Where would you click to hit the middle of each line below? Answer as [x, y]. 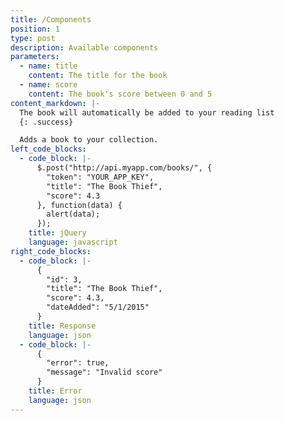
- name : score [48, 85]
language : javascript [73, 242]
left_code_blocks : [48, 149]
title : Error [55, 391]
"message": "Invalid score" [104, 372]
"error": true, [78, 363]
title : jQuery [57, 233]
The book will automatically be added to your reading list [147, 112]
